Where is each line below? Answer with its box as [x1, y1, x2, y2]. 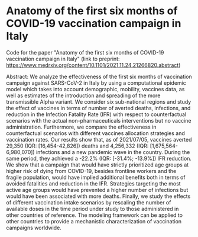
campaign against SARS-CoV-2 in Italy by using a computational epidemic [6, 79, 186, 87]
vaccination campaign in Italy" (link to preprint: [6, 55, 120, 62]
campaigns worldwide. [6, 224, 62, 231]
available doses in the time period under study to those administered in [6, 205, 179, 212]
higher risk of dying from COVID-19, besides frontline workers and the [6, 167, 177, 174]
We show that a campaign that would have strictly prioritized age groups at [6, 161, 189, 168]
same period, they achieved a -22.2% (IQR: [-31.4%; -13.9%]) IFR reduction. [6, 155, 192, 162]
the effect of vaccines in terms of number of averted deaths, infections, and [6, 104, 191, 111]
